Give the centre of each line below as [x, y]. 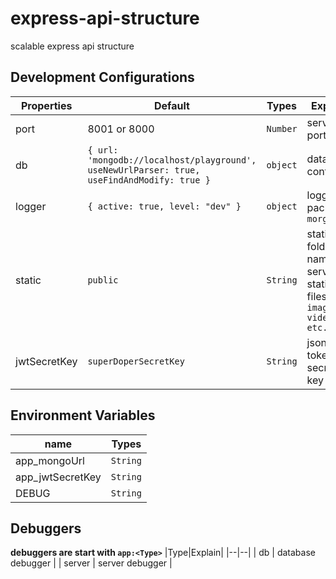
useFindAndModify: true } [149, 180]
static [28, 280]
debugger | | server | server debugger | [91, 563]
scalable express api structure [72, 46]
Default [172, 105]
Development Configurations [102, 77]
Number [282, 128]
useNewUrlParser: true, [144, 170]
